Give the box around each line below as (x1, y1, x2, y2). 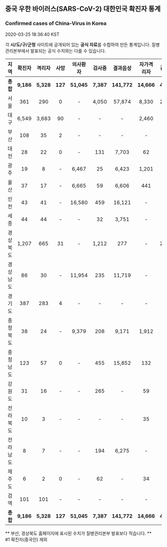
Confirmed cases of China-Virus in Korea (5, 20, 107, 27)
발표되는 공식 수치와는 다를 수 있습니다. (30, 48, 106, 54)
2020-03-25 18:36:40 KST (5, 31, 60, 37)
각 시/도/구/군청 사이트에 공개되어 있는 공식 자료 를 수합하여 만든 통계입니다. (5, 41, 151, 47)
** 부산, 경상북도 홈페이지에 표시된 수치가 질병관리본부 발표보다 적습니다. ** (5, 530, 152, 536)
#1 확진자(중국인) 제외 (5, 537, 48, 543)
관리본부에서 (5, 48, 30, 54)
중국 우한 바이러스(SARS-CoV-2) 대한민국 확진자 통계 (5, 4, 161, 13)
